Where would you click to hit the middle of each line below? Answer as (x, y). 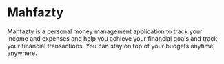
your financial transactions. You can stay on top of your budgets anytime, (111, 46)
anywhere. (22, 53)
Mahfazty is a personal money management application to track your (105, 31)
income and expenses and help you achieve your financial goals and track (112, 38)
